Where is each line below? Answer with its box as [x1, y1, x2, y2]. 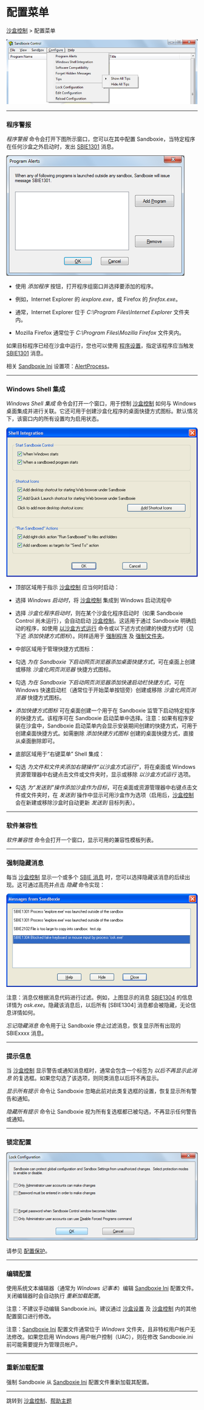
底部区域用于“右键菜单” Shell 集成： [15, 750, 105, 757]
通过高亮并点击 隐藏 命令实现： [27, 881, 105, 889]
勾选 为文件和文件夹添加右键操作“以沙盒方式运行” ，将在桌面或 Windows [15, 763, 196, 770]
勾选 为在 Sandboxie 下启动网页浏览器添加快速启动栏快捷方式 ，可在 [15, 678, 185, 686]
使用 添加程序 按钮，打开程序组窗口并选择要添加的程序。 [15, 282, 157, 290]
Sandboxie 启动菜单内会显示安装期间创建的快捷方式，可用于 [47, 722, 198, 729]
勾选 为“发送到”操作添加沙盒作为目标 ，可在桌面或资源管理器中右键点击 [15, 784, 192, 791]
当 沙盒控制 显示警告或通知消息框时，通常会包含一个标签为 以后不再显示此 [6, 1067, 192, 1075]
